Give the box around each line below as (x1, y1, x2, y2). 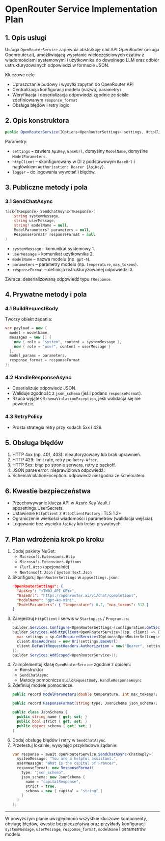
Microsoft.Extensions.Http (19, 554, 75, 559)
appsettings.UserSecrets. (12, 505, 64, 511)
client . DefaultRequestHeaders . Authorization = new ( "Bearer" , (17, 644, 145, 648)
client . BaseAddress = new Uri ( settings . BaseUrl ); (17, 639, 120, 644)
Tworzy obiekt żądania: (5, 316, 53, 322)
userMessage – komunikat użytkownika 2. (12, 251, 94, 257)
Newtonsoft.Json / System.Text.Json (19, 569, 92, 575)
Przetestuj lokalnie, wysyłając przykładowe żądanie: (12, 742, 118, 748)
